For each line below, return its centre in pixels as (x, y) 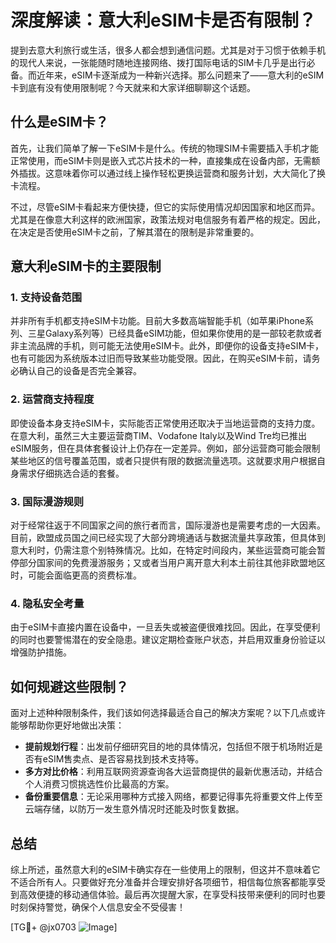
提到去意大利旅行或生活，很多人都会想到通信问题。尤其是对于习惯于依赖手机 (168, 50)
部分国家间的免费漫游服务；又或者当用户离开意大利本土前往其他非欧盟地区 (172, 563)
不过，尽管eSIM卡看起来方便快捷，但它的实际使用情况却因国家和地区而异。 (165, 207)
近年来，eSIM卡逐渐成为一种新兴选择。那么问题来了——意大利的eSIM (180, 75)
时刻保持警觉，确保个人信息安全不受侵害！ (98, 907)
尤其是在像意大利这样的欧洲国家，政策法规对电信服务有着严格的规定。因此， (168, 219)
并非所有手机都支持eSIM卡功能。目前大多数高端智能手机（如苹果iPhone (157, 321)
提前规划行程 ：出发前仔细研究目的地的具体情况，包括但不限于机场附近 (169, 747)
